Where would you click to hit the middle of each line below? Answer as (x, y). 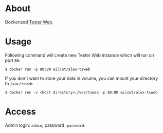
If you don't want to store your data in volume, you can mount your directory (81, 78)
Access (21, 112)
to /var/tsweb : (19, 83)
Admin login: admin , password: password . (45, 125)
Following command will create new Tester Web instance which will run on (80, 55)
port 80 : (13, 60)
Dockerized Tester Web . (29, 22)
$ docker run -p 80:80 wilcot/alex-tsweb (48, 69)
